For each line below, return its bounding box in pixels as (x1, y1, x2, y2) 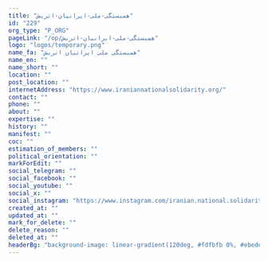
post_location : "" (8, 78, 69, 86)
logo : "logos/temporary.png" (8, 41, 105, 49)
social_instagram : (8, 197, 69, 205)
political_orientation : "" (8, 152, 98, 160)
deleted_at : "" (8, 234, 59, 242)
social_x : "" (8, 189, 52, 197)
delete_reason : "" (8, 226, 69, 235)
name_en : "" (8, 56, 48, 64)
